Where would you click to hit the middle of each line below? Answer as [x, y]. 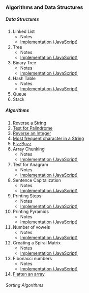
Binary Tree [24, 62]
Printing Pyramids [31, 211]
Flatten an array [29, 274]
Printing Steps [27, 196]
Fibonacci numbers [32, 258]
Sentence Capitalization [37, 180]
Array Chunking [29, 149]
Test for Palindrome [33, 128]
